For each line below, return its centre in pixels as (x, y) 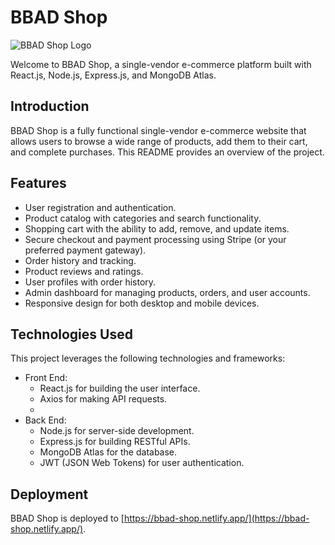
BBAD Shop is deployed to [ (67, 518)
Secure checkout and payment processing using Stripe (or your (155, 239)
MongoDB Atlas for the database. (108, 452)
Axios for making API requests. (103, 399)
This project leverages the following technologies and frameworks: (148, 358)
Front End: (46, 378)
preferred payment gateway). (85, 250)
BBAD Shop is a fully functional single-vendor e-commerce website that (158, 130)
